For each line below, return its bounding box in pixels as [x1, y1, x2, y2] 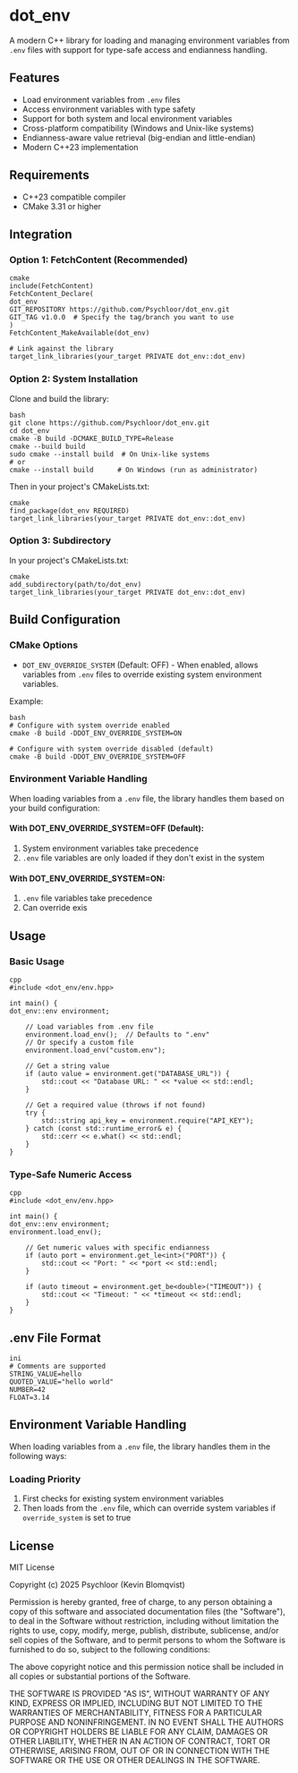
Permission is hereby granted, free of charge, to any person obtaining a [9, 1596, 273, 1607]
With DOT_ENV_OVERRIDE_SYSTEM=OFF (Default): [9, 823, 204, 834]
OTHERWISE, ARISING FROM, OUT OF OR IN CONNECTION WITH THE [9, 1745, 270, 1756]
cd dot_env [9, 426, 50, 435]
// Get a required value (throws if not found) [25, 1100, 206, 1109]
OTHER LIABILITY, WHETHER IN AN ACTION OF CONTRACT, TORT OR [9, 1735, 270, 1746]
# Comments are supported [9, 1362, 106, 1371]
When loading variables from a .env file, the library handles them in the [9, 1441, 271, 1452]
